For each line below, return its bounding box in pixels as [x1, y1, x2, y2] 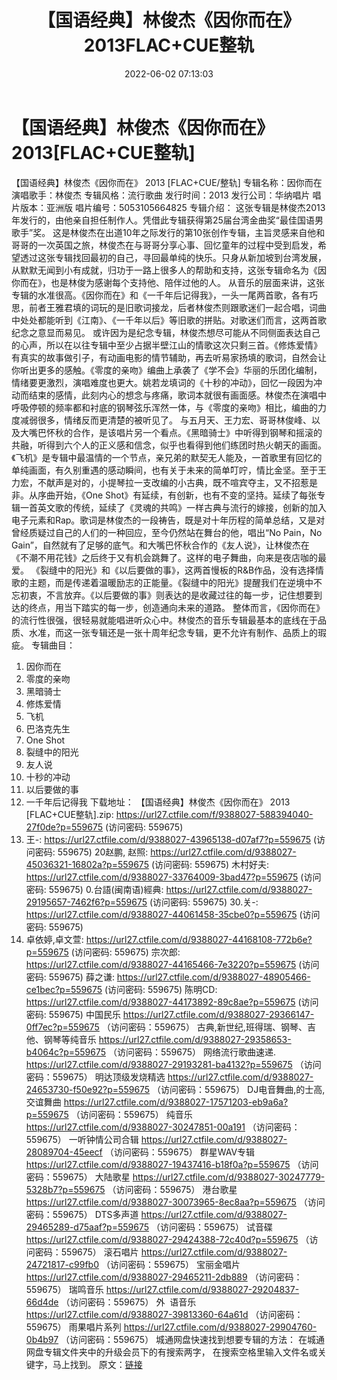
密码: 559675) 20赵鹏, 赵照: [34, 846, 149, 858]
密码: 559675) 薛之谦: [25, 971, 115, 983]
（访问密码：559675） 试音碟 [150, 1221, 273, 1233]
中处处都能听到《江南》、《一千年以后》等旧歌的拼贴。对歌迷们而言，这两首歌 [11, 314, 327, 326]
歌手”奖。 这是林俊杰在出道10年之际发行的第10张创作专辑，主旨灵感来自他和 [11, 226, 326, 238]
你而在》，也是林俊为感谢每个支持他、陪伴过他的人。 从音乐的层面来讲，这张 [11, 276, 325, 288]
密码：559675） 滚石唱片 [34, 1246, 139, 1258]
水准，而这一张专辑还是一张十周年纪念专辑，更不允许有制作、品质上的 [28, 626, 318, 638]
